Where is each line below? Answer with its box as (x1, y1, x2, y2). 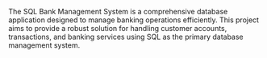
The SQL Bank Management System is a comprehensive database (8, 7, 228, 16)
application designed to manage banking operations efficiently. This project (8, 15, 260, 25)
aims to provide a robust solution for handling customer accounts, (8, 24, 227, 33)
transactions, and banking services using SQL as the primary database (8, 32, 244, 41)
